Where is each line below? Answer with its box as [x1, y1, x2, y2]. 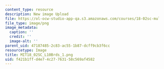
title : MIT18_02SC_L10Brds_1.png [5, 52, 73, 57]
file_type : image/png [5, 20, 49, 26]
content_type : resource [5, 7, 54, 12]
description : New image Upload [5, 12, 69, 17]
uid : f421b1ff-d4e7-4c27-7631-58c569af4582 [5, 57, 95, 62]
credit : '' [9, 34, 32, 39]
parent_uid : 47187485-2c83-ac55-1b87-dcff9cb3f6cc [5, 43, 110, 48]
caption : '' [9, 30, 34, 34]
